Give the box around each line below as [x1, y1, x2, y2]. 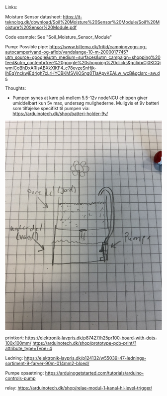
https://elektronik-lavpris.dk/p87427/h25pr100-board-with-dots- [25, 335, 158, 341]
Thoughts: [5, 85, 26, 91]
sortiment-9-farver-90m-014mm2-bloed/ [5, 361, 89, 366]
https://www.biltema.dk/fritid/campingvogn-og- [49, 44, 148, 49]
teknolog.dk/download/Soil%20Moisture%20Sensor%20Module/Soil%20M [5, 19, 160, 25]
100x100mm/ [5, 340, 31, 346]
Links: [5, 4, 17, 10]
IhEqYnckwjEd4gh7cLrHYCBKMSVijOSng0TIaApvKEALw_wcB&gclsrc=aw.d [5, 70, 160, 76]
